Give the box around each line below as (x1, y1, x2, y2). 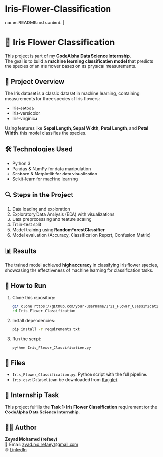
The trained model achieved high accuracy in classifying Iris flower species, (5, 262, 159, 268)
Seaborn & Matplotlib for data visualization (12, 171, 97, 176)
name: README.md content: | (5, 20, 65, 25)
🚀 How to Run (5, 282, 47, 290)
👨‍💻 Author (5, 423, 37, 432)
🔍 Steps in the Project (5, 191, 73, 199)
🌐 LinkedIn (5, 446, 27, 453)
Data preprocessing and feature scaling (12, 217, 91, 222)
